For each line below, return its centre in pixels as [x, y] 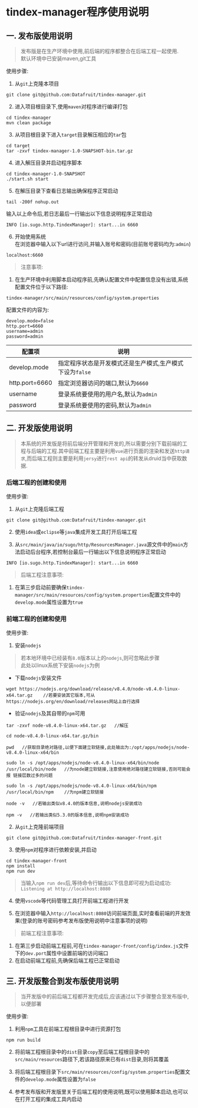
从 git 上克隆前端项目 [39, 827]
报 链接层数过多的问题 [29, 776]
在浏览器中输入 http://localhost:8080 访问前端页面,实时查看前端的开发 [100, 913]
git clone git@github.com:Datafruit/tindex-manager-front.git [84, 838]
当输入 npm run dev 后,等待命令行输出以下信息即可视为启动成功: [96, 883]
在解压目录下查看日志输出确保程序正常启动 [66, 191]
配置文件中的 [165, 595]
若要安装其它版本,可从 [72, 695]
